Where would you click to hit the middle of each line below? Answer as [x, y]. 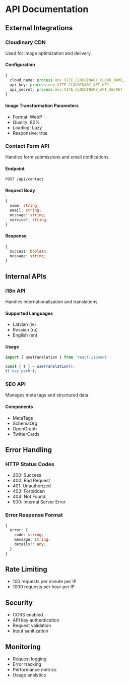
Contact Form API [27, 146]
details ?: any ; [30, 544]
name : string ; [24, 206]
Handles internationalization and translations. [52, 302]
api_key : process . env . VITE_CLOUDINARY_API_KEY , [61, 85]
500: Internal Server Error [39, 502]
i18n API [15, 291]
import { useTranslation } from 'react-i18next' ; [58, 357]
